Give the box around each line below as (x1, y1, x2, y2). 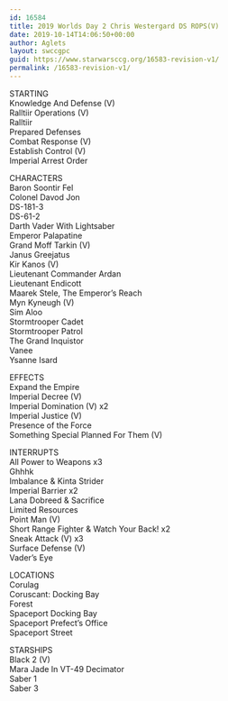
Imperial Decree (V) (9, 391, 83, 402)
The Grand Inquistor (9, 335, 84, 346)
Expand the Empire (9, 381, 80, 392)
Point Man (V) (9, 514, 61, 524)
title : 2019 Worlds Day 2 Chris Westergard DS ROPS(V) (9, 22, 220, 31)
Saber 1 (9, 673, 38, 684)
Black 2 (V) (9, 654, 51, 665)
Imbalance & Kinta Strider (9, 475, 105, 487)
